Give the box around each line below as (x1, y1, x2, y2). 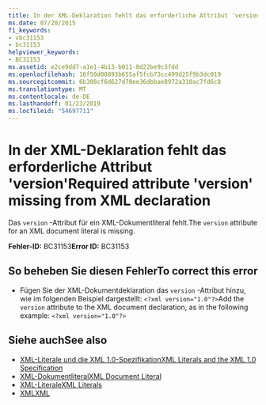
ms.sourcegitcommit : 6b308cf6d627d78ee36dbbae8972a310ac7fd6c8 (8, 78, 222, 85)
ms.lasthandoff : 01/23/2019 (8, 100, 101, 108)
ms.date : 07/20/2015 (8, 19, 77, 27)
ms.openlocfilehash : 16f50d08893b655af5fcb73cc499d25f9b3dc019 (8, 70, 222, 78)
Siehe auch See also (8, 334, 108, 347)
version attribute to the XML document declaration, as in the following (19, 302, 249, 312)
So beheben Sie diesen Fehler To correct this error (8, 264, 258, 278)
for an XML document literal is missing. (8, 226, 136, 236)
